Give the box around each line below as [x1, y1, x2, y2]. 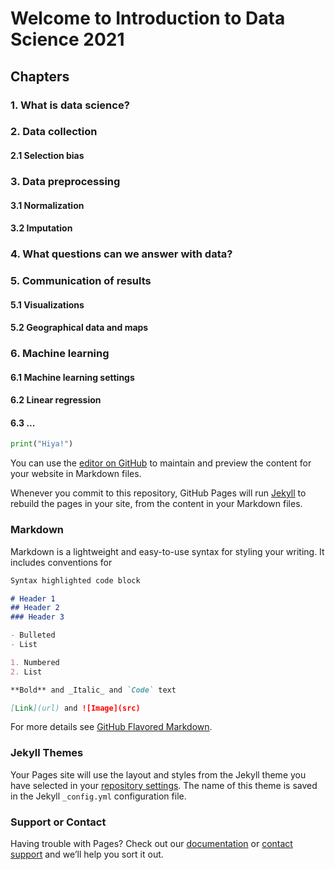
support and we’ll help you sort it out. [10, 848, 164, 860]
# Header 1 [10, 593, 56, 604]
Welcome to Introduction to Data [10, 7, 286, 30]
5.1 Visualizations [10, 298, 85, 311]
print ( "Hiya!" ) [10, 439, 74, 449]
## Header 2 [10, 603, 60, 613]
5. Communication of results [10, 273, 152, 287]
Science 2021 [10, 28, 125, 51]
